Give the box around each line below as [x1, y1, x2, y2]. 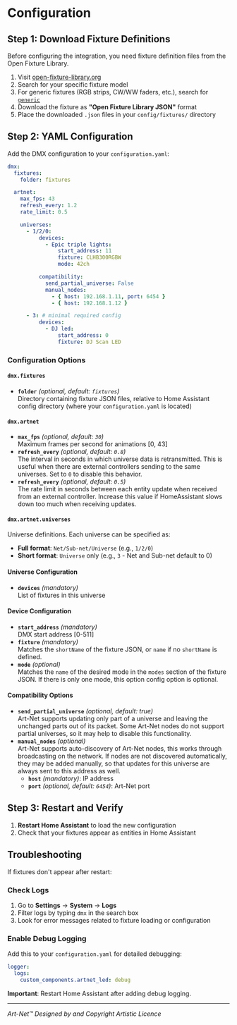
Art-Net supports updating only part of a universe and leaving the [17, 714, 208, 723]
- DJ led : [44, 326, 74, 333]
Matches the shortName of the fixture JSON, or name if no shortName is [17, 645, 217, 653]
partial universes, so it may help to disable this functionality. [17, 729, 192, 737]
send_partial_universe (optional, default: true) [17, 706, 154, 715]
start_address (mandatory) [17, 622, 97, 631]
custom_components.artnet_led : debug [20, 976, 131, 983]
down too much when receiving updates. [17, 500, 137, 508]
